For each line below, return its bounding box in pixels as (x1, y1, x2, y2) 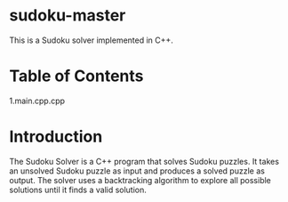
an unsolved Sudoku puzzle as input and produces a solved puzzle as (9, 166, 265, 176)
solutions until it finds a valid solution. (9, 184, 147, 195)
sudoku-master (9, 5, 126, 26)
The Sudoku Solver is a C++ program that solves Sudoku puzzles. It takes (9, 156, 280, 166)
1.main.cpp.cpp (9, 95, 65, 106)
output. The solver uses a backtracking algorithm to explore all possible (9, 174, 271, 185)
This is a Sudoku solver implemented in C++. (9, 35, 173, 45)
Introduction (9, 126, 103, 147)
